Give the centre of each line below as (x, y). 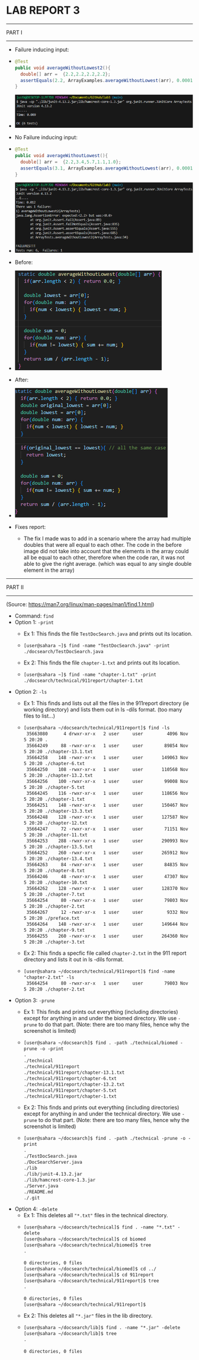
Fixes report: (30, 527)
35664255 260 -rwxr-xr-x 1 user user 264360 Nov (107, 936)
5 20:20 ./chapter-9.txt (54, 930)
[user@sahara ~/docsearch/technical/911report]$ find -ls (97, 728)
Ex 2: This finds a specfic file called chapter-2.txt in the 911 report (105, 953)
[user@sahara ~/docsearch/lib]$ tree (70, 1333)
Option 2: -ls (31, 691)
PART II (15, 587)
